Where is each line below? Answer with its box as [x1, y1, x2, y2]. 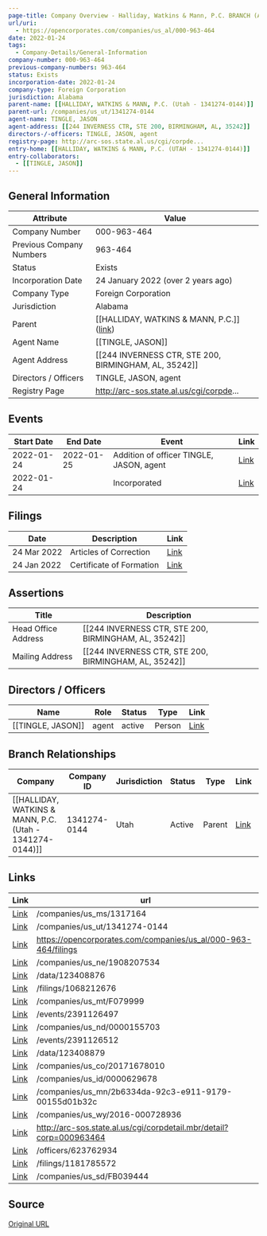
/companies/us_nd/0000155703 [36, 1021, 161, 1032]
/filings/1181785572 [36, 1157, 117, 1168]
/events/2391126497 [36, 1008, 119, 1020]
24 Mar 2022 [12, 546, 63, 557]
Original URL [8, 1218, 50, 1228]
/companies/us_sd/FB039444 [36, 1171, 149, 1182]
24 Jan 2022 [12, 559, 62, 570]
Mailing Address [12, 651, 73, 662]
